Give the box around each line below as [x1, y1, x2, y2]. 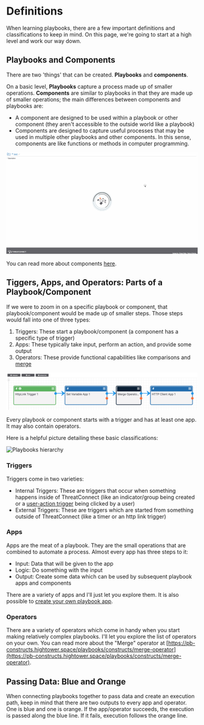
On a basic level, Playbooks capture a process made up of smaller [6, 83, 173, 90]
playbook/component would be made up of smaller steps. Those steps [6, 309, 183, 317]
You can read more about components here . [6, 259, 117, 267]
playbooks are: [6, 102, 44, 109]
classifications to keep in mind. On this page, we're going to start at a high [6, 30, 192, 38]
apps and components [15, 579, 72, 586]
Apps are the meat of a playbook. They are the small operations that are [6, 541, 186, 549]
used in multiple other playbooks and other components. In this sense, [15, 133, 191, 140]
